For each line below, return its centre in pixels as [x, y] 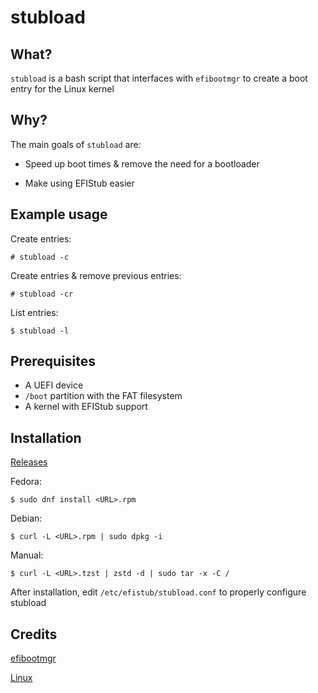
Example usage [59, 214]
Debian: [26, 518]
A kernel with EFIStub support [86, 407]
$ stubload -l [40, 331]
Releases [29, 462]
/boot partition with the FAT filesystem [103, 396]
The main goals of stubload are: [76, 144]
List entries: [34, 312]
